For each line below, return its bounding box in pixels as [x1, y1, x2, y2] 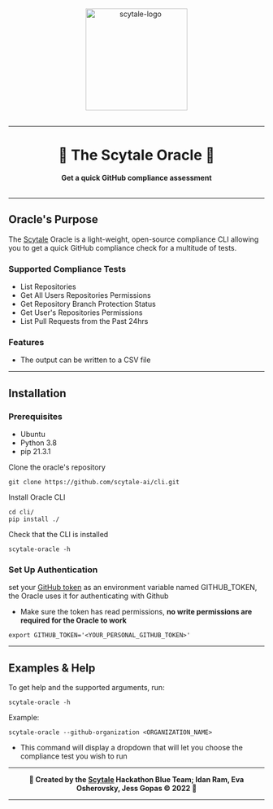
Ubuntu [19, 430, 46, 439]
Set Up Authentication [8, 564, 98, 575]
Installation [8, 386, 67, 400]
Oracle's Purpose [8, 212, 99, 226]
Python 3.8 [19, 438, 57, 448]
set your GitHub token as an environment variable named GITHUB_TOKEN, [8, 583, 258, 593]
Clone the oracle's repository [8, 462, 106, 472]
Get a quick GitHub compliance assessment [60, 173, 213, 182]
